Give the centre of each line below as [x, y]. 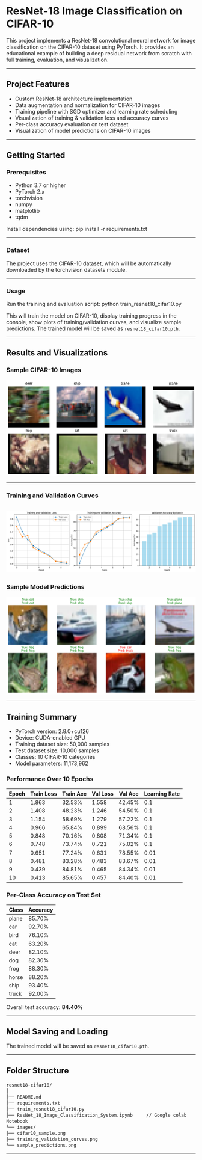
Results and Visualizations [57, 353]
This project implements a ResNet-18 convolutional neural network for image [101, 40]
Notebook [17, 1122]
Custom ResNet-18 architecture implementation [74, 99]
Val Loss [103, 793]
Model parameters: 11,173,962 [52, 763]
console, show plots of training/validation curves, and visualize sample [94, 322]
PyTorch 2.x [30, 192]
